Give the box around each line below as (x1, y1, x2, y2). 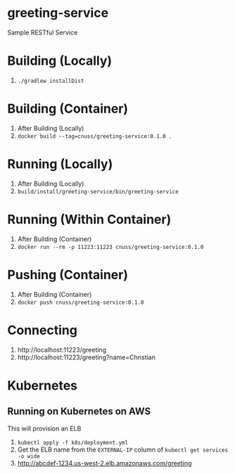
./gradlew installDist (17, 77, 84, 84)
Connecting (7, 322, 77, 338)
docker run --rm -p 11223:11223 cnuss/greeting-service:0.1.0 (17, 243, 204, 250)
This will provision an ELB (7, 424, 82, 433)
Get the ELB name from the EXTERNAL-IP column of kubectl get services (17, 445, 229, 454)
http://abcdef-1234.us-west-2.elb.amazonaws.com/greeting (17, 459, 192, 467)
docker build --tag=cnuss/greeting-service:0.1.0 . (17, 132, 172, 140)
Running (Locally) (7, 156, 113, 172)
